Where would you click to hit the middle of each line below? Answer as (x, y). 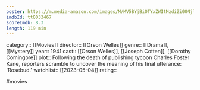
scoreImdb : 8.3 (25, 22)
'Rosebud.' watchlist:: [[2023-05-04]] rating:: (62, 70)
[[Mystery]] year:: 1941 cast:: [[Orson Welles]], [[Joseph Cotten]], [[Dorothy (99, 52)
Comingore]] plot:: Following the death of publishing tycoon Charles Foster (98, 57)
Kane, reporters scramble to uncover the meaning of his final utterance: (94, 64)
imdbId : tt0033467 (29, 17)
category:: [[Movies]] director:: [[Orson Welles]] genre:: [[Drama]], (87, 45)
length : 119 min (26, 28)
